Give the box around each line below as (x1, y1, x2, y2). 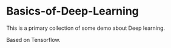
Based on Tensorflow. (6, 36, 61, 43)
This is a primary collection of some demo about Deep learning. (6, 24, 166, 32)
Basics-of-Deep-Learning (6, 4, 139, 18)
